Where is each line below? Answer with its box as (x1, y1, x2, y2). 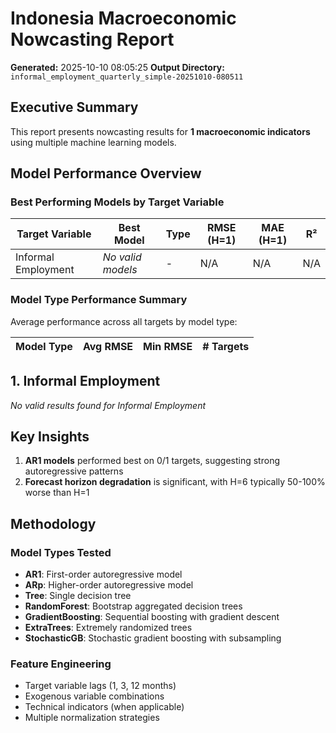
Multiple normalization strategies (24, 712, 160, 724)
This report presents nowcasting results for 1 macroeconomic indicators (10, 125, 311, 137)
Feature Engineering (10, 657, 112, 671)
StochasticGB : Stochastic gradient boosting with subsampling (24, 632, 282, 644)
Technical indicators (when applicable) (24, 701, 185, 713)
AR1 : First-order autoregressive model (24, 568, 183, 581)
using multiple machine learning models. (10, 136, 177, 148)
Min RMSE (143, 339, 193, 353)
